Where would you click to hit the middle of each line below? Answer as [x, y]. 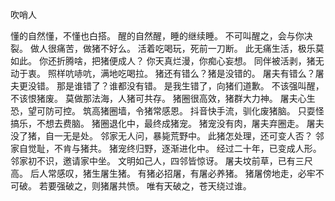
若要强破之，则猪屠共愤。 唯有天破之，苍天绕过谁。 [145, 186]
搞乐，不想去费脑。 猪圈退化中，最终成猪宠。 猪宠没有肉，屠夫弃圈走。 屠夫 [167, 123]
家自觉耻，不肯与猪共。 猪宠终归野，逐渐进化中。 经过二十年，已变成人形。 [166, 148]
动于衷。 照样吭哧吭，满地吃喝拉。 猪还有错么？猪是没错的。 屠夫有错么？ [163, 73]
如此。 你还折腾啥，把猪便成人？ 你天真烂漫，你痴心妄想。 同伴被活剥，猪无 [167, 61]
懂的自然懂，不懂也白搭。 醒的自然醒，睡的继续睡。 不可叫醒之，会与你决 [161, 36]
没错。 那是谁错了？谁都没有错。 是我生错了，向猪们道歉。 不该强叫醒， [176, 86]
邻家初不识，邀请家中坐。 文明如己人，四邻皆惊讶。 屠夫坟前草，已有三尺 [161, 161]
